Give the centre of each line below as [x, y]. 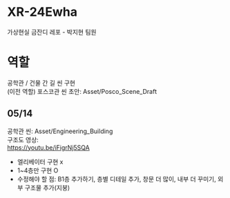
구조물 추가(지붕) [47, 188]
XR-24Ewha [42, 12]
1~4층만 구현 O [38, 170]
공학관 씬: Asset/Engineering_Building [60, 131]
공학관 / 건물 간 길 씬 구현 [41, 83]
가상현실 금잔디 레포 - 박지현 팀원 [52, 32]
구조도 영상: [23, 139]
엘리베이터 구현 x [40, 161]
